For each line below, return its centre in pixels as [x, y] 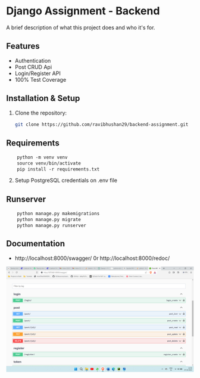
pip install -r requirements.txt [58, 169]
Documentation [36, 244]
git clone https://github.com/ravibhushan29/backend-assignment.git [101, 124]
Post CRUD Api [33, 67]
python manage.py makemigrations [58, 214]
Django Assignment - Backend [83, 11]
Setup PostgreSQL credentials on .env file [66, 181]
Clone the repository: [41, 113]
